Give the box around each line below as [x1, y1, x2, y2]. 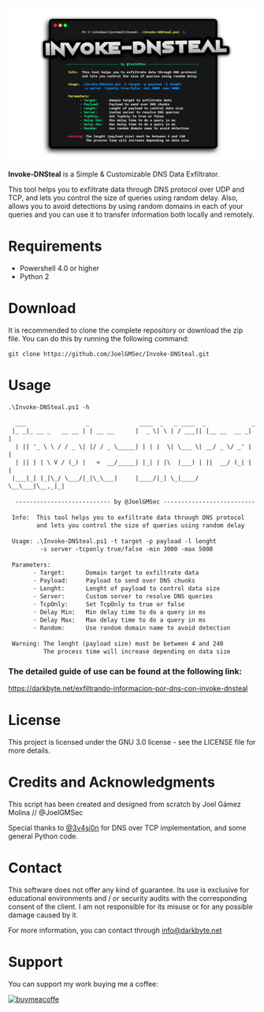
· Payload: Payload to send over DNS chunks [32, 576, 195, 585]
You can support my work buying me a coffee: [8, 979, 159, 988]
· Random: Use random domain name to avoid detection [32, 623, 231, 632]
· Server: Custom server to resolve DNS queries [32, 592, 214, 601]
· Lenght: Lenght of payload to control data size [32, 584, 221, 593]
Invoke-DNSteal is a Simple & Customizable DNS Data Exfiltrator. [8, 169, 220, 179]
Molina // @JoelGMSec [8, 807, 84, 817]
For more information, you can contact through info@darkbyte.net [8, 925, 222, 935]
